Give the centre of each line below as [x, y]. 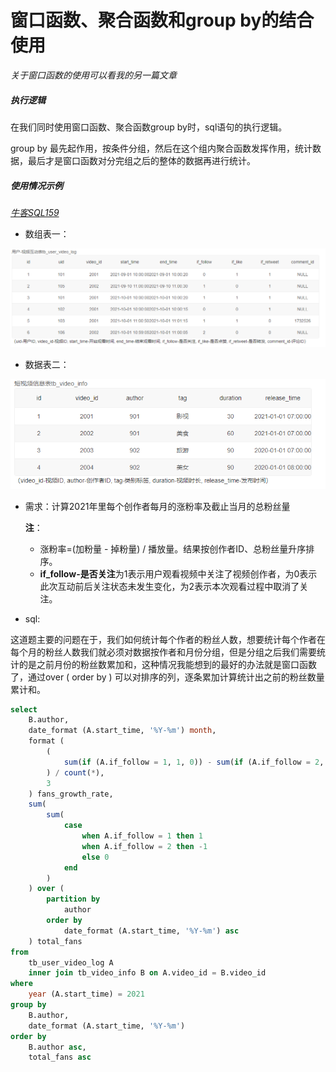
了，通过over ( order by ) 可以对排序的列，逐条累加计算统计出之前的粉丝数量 [167, 677]
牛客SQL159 [35, 212]
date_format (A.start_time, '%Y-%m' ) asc [151, 931]
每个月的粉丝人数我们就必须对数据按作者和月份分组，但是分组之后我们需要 [163, 652]
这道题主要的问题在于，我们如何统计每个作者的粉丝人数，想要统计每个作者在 [168, 639]
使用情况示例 [36, 185]
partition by [73, 899]
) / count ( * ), [75, 772]
